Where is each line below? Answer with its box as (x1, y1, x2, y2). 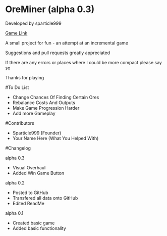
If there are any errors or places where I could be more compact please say (5, 59, 162, 65)
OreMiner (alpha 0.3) (5, 4, 95, 15)
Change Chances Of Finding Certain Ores (12, 94, 99, 100)
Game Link (5, 30, 28, 36)
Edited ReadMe (12, 200, 44, 206)
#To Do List (5, 84, 29, 90)
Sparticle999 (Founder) (12, 130, 62, 136)
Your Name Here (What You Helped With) (12, 135, 99, 141)
